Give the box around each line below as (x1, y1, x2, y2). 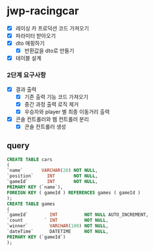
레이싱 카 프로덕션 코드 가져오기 (15, 24, 89, 32)
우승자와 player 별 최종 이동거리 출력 (24, 108, 110, 115)
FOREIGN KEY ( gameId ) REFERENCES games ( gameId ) (7, 190, 141, 196)
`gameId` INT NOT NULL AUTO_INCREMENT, (7, 212, 149, 218)
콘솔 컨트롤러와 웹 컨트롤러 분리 (15, 115, 89, 123)
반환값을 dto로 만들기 (24, 47, 75, 54)
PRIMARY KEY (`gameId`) (7, 234, 66, 240)
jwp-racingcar (7, 4, 79, 18)
